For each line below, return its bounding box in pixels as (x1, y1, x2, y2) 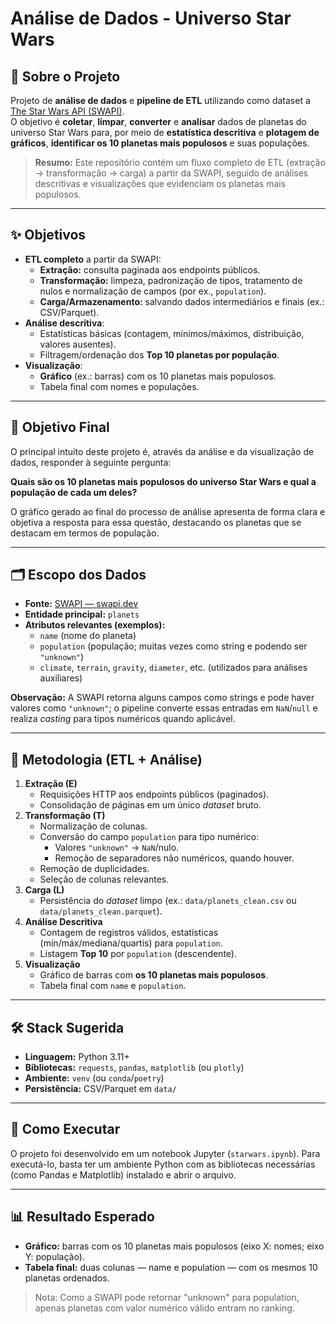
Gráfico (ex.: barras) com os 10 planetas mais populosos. (39, 370, 277, 382)
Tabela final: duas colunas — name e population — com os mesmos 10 (24, 1261, 318, 1273)
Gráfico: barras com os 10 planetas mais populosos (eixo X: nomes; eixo (24, 1240, 325, 1252)
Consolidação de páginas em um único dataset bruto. (39, 799, 262, 811)
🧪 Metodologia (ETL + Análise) (10, 751, 203, 768)
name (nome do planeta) (39, 630, 137, 642)
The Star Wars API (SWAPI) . (10, 105, 125, 117)
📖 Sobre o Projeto (10, 68, 121, 85)
